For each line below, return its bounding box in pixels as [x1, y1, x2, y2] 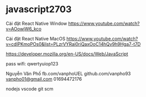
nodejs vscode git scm [6, 85, 54, 92]
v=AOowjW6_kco [6, 25, 42, 31]
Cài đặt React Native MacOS [6, 36, 66, 42]
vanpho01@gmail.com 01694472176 [6, 76, 82, 82]
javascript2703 [6, 4, 72, 15]
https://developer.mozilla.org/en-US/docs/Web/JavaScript [6, 51, 128, 57]
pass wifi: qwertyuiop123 [6, 60, 58, 67]
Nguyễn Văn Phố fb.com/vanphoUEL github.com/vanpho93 [6, 70, 131, 77]
